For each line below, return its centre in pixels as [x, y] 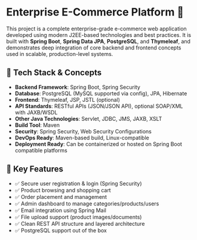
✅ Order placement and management [61, 197]
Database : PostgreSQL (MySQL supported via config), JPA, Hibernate [101, 93]
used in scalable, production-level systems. [60, 54]
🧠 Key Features [35, 169]
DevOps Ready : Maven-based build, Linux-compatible [82, 138]
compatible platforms [41, 150]
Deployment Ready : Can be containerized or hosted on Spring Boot [98, 144]
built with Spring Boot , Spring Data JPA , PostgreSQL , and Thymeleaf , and [98, 41]
